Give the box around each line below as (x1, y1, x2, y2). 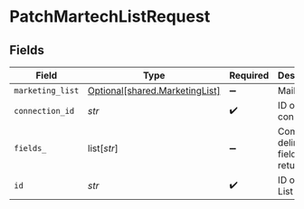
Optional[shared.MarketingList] (87, 84, 221, 97)
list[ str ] (87, 142, 119, 155)
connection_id (14, 106, 75, 116)
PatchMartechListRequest (9, 6, 211, 27)
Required (229, 70, 270, 81)
